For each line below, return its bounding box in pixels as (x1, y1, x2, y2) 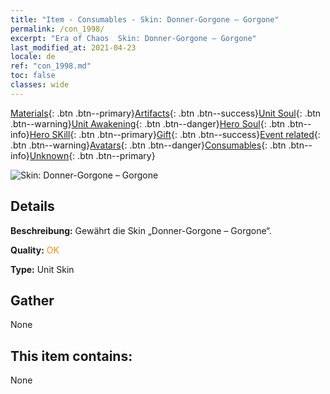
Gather (10, 292, 55, 309)
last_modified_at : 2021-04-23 (10, 42, 137, 53)
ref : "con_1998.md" (10, 61, 92, 71)
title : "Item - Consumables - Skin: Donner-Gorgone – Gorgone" (10, 14, 280, 25)
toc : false (10, 71, 56, 81)
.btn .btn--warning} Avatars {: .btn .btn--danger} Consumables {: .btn (10, 139, 287, 151)
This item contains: (10, 347, 133, 365)
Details (10, 198, 55, 215)
